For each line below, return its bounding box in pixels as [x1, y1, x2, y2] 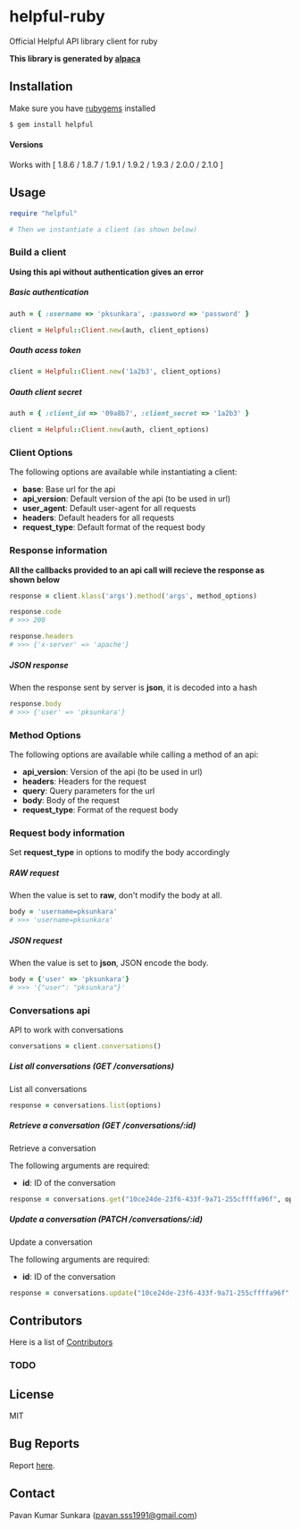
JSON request [9, 935, 62, 945]
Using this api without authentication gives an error [9, 266, 204, 277]
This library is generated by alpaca [9, 53, 141, 63]
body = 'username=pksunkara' [9, 907, 118, 917]
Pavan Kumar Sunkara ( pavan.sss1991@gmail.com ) [9, 1509, 198, 1520]
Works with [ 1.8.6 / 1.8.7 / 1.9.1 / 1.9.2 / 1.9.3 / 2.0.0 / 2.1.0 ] [9, 159, 223, 170]
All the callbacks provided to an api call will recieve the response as [9, 565, 265, 575]
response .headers [9, 632, 74, 641]
